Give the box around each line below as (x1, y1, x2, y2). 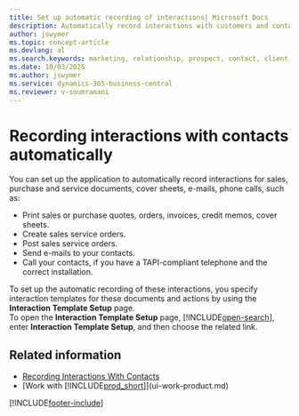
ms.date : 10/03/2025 (9, 63, 86, 72)
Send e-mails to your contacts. (21, 248, 135, 259)
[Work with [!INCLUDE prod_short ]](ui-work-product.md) (21, 380, 230, 391)
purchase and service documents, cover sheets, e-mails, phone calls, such (9, 183, 285, 194)
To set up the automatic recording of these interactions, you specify (9, 284, 258, 294)
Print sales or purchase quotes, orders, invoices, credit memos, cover (21, 210, 278, 220)
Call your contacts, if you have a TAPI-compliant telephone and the (21, 257, 268, 268)
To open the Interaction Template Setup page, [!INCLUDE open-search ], (9, 312, 275, 323)
